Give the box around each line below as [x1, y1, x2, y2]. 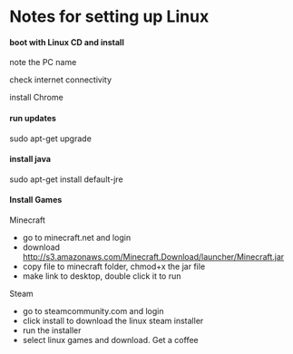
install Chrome [9, 92, 63, 103]
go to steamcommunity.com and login [22, 306, 165, 316]
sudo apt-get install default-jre [9, 174, 124, 185]
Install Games [9, 195, 63, 206]
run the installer [22, 325, 82, 336]
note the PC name [9, 57, 77, 68]
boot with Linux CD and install [9, 36, 124, 47]
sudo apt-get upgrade [9, 133, 93, 144]
